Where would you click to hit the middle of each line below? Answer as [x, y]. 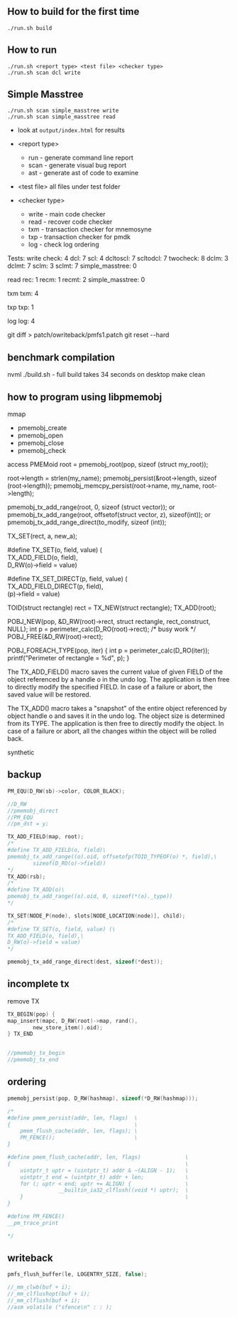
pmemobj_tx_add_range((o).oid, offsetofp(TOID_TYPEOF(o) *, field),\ [112, 857]
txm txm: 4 [23, 293]
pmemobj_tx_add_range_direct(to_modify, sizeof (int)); [87, 522]
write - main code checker [67, 214]
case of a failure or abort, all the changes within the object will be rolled [112, 731]
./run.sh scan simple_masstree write [63, 111]
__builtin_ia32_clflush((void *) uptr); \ [123, 1190]
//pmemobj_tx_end [33, 1060]
